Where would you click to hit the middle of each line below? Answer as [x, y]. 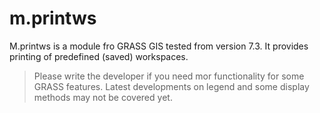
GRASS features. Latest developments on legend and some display [171, 86]
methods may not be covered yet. [103, 97]
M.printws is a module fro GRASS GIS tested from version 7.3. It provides [159, 46]
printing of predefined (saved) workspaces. [99, 56]
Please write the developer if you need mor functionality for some [169, 76]
